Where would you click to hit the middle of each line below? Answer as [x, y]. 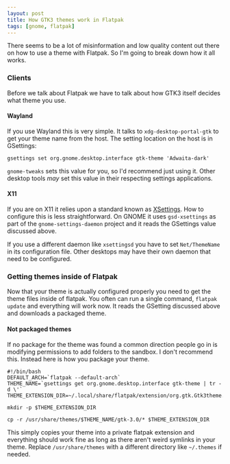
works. [17, 60]
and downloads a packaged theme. [57, 313]
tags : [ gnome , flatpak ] [41, 26]
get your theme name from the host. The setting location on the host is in [110, 138]
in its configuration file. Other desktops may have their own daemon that [109, 252]
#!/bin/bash [24, 371]
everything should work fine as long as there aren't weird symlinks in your [111, 439]
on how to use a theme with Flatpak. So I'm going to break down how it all [111, 53]
